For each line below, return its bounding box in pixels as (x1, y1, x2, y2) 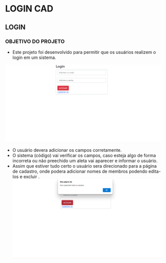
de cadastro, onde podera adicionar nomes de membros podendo (12, 168, 148, 175)
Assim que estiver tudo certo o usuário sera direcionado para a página (12, 163, 157, 169)
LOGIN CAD (5, 3, 54, 14)
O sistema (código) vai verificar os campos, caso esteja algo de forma (12, 153, 156, 159)
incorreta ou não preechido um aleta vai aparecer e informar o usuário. (12, 158, 158, 164)
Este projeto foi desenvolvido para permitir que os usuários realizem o (12, 49, 156, 55)
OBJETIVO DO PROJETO (5, 38, 65, 45)
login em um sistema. (12, 54, 56, 60)
